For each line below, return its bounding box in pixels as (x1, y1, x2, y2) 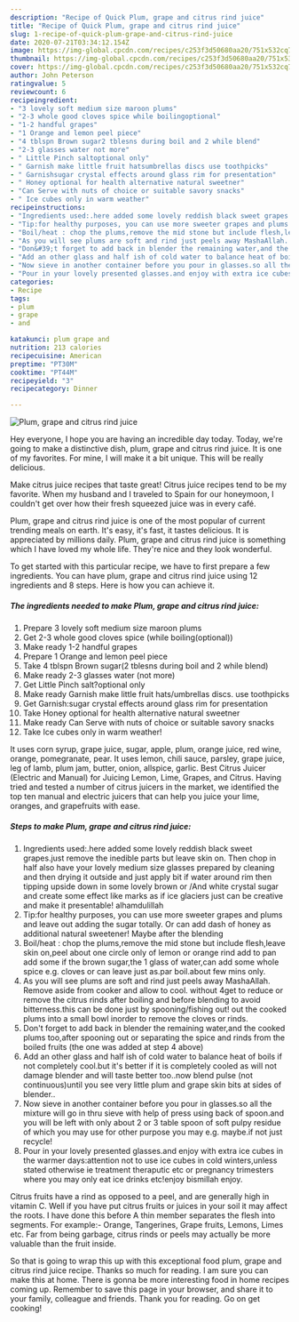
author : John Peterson (10, 71, 94, 80)
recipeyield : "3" (10, 376, 75, 385)
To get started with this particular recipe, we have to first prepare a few (10, 561, 271, 572)
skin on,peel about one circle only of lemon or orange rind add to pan (22, 948, 277, 958)
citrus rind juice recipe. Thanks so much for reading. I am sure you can (10, 1265, 269, 1276)
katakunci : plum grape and (10, 335, 110, 344)
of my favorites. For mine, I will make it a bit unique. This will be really (10, 453, 264, 463)
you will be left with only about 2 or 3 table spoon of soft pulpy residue (22, 1118, 282, 1128)
